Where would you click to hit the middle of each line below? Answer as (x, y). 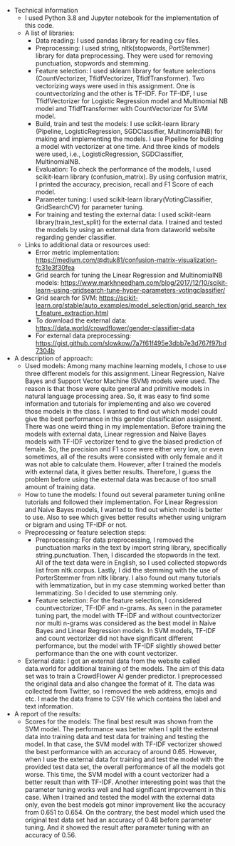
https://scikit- (119, 298)
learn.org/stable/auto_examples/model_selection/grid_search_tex (131, 305)
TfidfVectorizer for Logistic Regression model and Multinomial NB (131, 101)
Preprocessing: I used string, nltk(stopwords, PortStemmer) (122, 48)
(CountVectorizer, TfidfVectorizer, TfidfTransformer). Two (120, 78)
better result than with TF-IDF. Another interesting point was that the (125, 782)
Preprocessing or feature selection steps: (85, 532)
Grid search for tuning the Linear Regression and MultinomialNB (129, 275)
